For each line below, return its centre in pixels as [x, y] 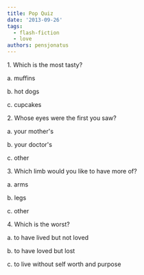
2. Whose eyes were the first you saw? [62, 118]
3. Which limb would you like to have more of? [72, 171]
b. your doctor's [30, 144]
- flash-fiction [36, 33]
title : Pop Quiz [30, 13]
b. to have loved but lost [41, 251]
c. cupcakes [24, 105]
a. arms [18, 184]
